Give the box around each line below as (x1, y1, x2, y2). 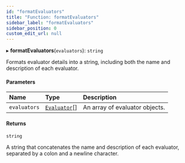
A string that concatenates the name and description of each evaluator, (6, 143, 180, 151)
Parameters (6, 78, 35, 85)
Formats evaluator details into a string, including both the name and (6, 59, 170, 66)
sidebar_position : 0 (6, 25, 57, 31)
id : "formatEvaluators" (6, 8, 65, 15)
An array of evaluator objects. (83, 103, 165, 111)
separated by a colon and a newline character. (6, 149, 119, 157)
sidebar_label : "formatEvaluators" (6, 20, 94, 25)
